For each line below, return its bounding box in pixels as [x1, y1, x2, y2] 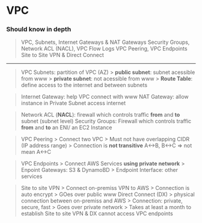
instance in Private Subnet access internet [20, 100, 126, 107]
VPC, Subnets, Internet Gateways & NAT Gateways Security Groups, [20, 38, 190, 46]
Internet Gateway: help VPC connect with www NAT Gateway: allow [20, 93, 189, 100]
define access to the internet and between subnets [20, 82, 148, 89]
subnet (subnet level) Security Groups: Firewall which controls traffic [20, 118, 192, 125]
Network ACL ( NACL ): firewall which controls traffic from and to [20, 111, 180, 118]
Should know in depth [6, 25, 72, 34]
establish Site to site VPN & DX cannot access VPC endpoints [20, 210, 173, 217]
